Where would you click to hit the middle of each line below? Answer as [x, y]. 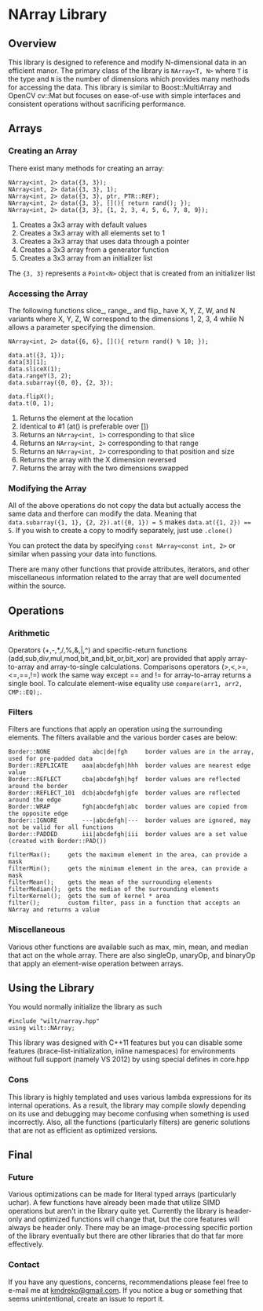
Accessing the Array [48, 294]
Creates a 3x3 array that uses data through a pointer [104, 241]
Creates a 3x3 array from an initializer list [86, 257]
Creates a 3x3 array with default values [83, 225]
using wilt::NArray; [42, 1028]
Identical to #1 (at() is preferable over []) [84, 426]
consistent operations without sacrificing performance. [97, 104]
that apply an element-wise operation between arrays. [96, 963]
